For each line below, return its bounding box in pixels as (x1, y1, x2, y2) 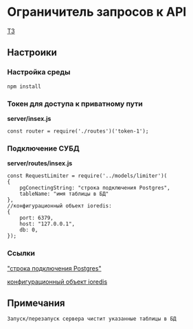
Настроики (7, 47, 57, 58)
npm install (7, 83, 41, 90)
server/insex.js (7, 114, 52, 122)
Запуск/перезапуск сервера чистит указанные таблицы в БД (7, 315, 177, 323)
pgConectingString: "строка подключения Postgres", (19, 185, 170, 192)
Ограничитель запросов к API (7, 4, 187, 20)
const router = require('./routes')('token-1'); (7, 128, 149, 135)
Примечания (7, 297, 65, 309)
